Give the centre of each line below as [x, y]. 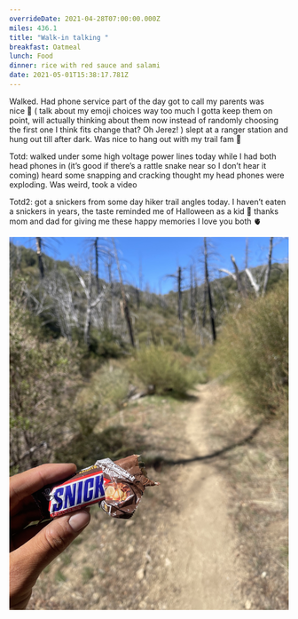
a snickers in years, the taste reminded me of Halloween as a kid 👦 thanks [144, 211]
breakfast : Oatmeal [45, 47]
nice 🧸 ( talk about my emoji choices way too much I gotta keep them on [141, 110]
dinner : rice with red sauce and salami [85, 66]
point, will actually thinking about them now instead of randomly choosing [144, 120]
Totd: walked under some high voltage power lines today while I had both [143, 156]
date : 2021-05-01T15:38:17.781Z [69, 75]
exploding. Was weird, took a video [73, 184]
